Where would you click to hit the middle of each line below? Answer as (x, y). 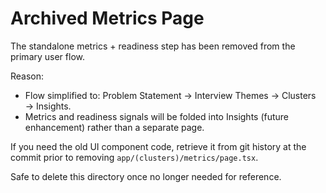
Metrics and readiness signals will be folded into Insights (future (157, 116)
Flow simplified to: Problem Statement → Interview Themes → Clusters (170, 95)
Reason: (27, 76)
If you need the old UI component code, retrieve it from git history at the (158, 146)
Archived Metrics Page (107, 18)
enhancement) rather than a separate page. (114, 127)
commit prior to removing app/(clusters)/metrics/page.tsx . (134, 157)
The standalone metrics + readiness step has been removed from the (153, 46)
